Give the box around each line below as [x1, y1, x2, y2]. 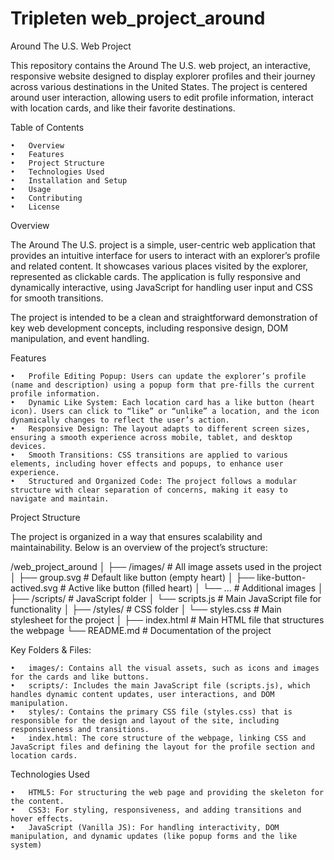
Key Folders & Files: [10, 643, 92, 656]
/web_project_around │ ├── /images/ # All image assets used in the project [10, 560, 322, 572]
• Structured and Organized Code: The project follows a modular [10, 476, 298, 486]
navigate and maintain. [10, 493, 110, 504]
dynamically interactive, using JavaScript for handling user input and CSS [10, 281, 313, 293]
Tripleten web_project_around [10, 7, 266, 30]
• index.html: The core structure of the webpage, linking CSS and [10, 733, 307, 743]
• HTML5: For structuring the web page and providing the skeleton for [10, 787, 325, 797]
